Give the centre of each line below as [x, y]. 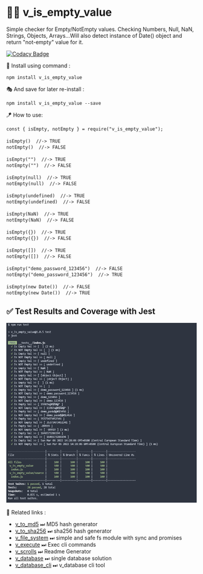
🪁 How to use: [25, 115]
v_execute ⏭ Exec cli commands [56, 545]
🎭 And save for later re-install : [45, 89]
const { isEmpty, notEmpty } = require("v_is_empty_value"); [85, 129]
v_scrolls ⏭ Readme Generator [53, 551]
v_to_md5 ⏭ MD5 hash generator [56, 524]
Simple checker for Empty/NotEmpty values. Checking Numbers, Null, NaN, [100, 29]
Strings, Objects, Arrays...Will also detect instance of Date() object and [94, 35]
